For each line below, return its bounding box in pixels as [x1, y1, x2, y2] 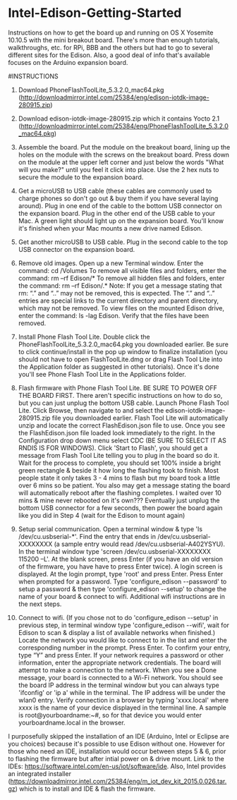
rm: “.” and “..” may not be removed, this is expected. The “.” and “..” [18, 289, 215, 297]
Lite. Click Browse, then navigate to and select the [18, 406, 164, 414]
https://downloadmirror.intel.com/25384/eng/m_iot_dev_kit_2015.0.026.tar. [10, 777, 227, 785]
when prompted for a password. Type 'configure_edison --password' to [18, 577, 227, 586]
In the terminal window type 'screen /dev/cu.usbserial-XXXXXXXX [18, 547, 211, 555]
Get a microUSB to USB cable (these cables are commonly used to [18, 186, 212, 195]
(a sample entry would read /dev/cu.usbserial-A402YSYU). [54, 540, 225, 548]
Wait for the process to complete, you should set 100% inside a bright [18, 459, 221, 467]
